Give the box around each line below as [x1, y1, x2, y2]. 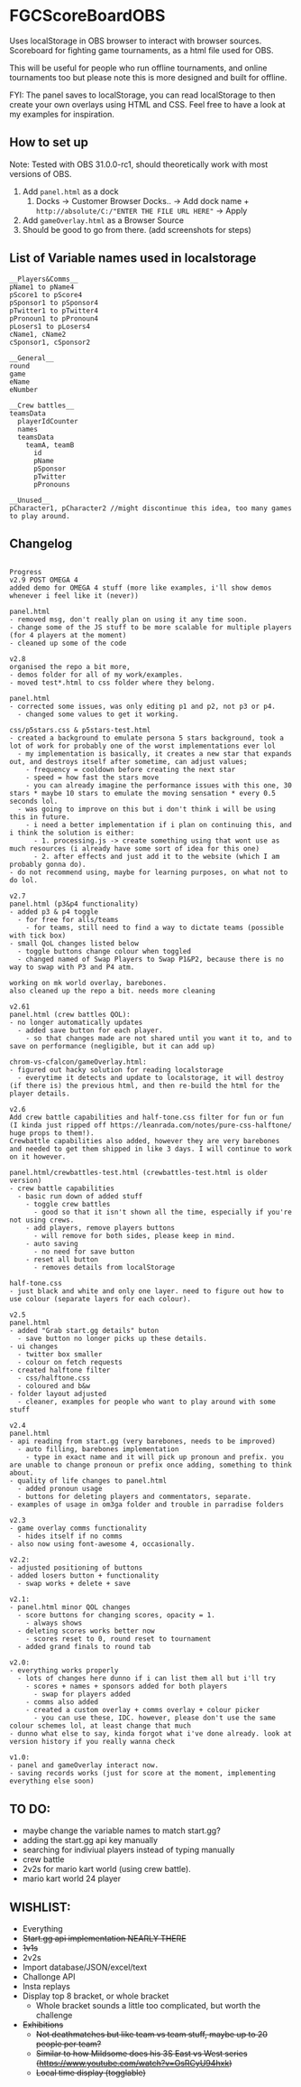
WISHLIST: [9, 1899, 71, 1915]
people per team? [35, 2038, 102, 2049]
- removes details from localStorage [32, 1263, 176, 1272]
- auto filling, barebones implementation [17, 1445, 179, 1454]
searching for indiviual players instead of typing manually [22, 1844, 235, 1856]
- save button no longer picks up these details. [17, 1334, 207, 1344]
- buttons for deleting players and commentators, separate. [17, 1492, 252, 1502]
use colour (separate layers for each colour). [9, 1295, 192, 1304]
